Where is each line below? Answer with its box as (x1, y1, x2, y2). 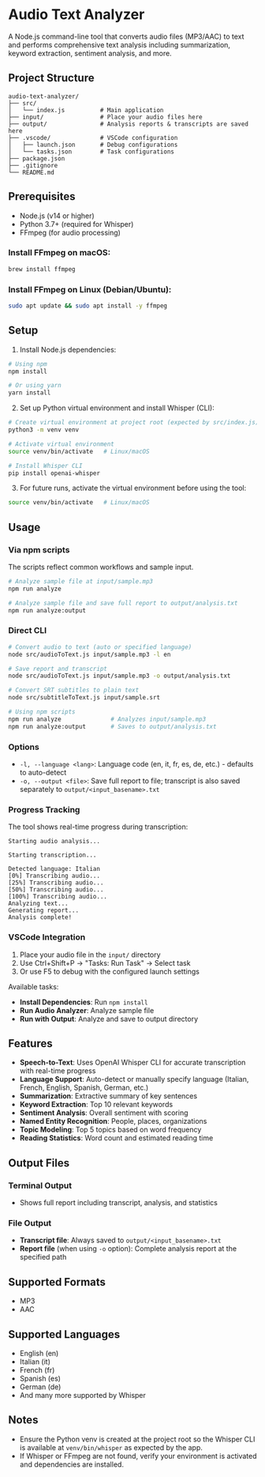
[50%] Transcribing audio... (8, 886, 104, 894)
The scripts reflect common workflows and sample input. (8, 563, 194, 572)
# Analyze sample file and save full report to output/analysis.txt (8, 599, 238, 607)
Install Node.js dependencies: (19, 345, 117, 354)
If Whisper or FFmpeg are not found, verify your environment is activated (19, 1451, 257, 1460)
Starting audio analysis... (8, 838, 101, 846)
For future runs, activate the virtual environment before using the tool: (19, 484, 247, 493)
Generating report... (8, 906, 80, 914)
